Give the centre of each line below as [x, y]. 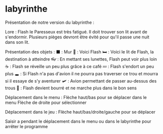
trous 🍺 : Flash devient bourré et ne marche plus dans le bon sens [71, 88]
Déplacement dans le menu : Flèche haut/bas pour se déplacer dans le [76, 97]
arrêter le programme [27, 126]
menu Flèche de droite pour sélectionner [46, 102]
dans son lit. [17, 42]
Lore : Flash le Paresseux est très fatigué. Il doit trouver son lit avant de [76, 32]
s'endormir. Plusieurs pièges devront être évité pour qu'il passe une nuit [77, 37]
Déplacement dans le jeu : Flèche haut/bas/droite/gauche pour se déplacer [80, 112]
